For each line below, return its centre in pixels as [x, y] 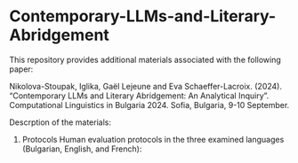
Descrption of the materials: [60, 122]
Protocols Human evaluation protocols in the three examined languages [153, 139]
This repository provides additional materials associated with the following [145, 59]
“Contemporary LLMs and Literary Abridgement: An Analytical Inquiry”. [139, 96]
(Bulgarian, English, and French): [82, 149]
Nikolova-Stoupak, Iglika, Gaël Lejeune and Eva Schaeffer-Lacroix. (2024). [146, 86]
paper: [21, 69]
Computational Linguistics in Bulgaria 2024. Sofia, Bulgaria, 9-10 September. [149, 105]
